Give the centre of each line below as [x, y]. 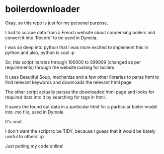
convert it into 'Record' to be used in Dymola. [51, 38]
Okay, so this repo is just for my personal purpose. [57, 23]
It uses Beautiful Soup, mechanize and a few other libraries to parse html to [82, 77]
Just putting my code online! [34, 146]
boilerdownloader [43, 9]
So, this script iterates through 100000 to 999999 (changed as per [73, 62]
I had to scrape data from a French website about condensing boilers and [80, 32]
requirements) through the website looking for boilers [60, 67]
